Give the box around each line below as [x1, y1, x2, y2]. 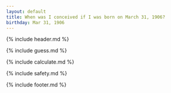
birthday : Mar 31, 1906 [6, 19, 65, 25]
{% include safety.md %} [6, 70, 67, 77]
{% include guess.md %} [6, 47, 67, 54]
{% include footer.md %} [6, 81, 67, 88]
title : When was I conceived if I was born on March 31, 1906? [6, 14, 166, 20]
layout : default [6, 8, 46, 15]
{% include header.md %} [6, 36, 69, 43]
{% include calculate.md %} [6, 58, 75, 65]
